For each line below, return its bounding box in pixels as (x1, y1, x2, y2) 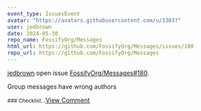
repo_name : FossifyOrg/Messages (7, 37, 102, 44)
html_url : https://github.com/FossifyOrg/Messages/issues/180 (7, 43, 194, 50)
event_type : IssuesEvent (7, 10, 80, 18)
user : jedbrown (7, 23, 52, 30)
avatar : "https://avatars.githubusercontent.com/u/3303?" (7, 17, 181, 24)
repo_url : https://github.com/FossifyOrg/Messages (7, 50, 159, 57)
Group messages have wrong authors (7, 82, 117, 91)
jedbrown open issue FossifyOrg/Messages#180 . (7, 68, 150, 77)
